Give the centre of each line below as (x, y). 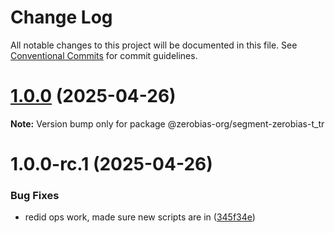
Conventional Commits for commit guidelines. (104, 55)
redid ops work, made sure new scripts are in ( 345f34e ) (140, 217)
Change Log (61, 17)
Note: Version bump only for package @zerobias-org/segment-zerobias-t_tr (167, 123)
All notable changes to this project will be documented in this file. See (154, 45)
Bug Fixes (35, 195)
